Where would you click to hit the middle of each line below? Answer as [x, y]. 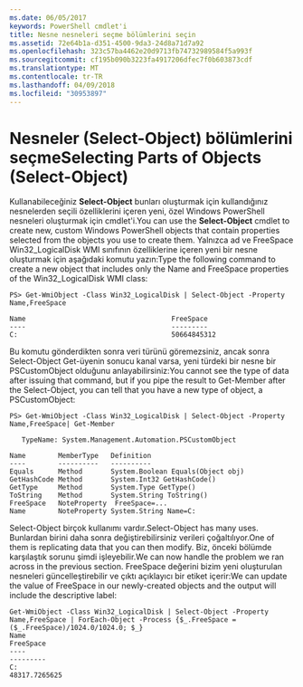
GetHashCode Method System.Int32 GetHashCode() [113, 480]
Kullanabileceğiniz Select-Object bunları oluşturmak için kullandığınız [139, 202]
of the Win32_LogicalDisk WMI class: [79, 279]
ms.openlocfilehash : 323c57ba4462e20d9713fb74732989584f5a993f [131, 52]
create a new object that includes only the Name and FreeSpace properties [149, 269]
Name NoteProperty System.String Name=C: [103, 511]
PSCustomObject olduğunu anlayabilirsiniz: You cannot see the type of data [149, 371]
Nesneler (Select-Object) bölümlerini [151, 138]
